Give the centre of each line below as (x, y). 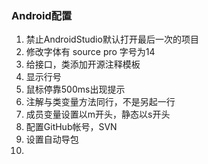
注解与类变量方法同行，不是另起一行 (100, 102)
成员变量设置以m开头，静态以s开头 (98, 114)
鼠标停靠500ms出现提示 (75, 89)
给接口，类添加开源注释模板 (83, 64)
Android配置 (42, 15)
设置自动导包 (52, 139)
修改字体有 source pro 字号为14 (90, 52)
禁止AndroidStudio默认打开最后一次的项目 (112, 39)
